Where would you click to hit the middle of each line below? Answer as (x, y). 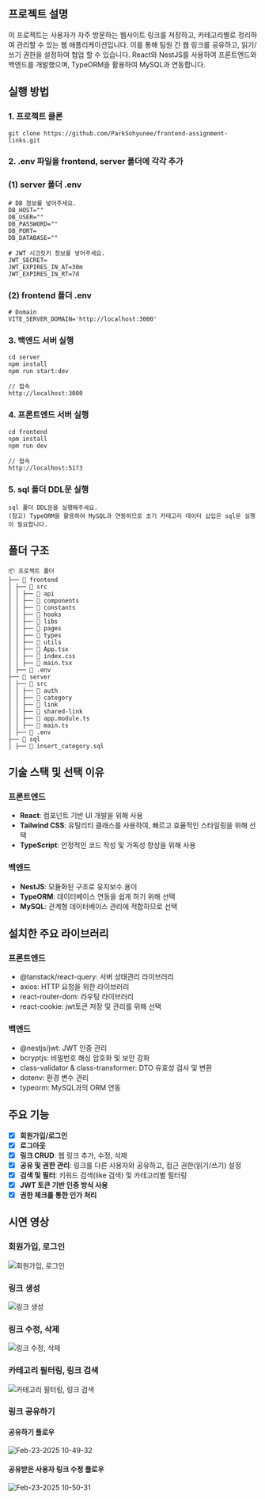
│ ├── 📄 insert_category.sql (56, 746)
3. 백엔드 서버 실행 (41, 341)
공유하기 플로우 (32, 1432)
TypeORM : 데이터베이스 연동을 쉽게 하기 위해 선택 (97, 896)
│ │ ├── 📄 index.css (42, 656)
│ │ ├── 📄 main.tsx (40, 663)
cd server (25, 358)
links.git (25, 140)
